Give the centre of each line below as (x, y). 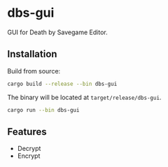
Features (27, 132)
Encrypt (29, 156)
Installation (32, 54)
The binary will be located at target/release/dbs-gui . (84, 97)
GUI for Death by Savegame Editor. (57, 32)
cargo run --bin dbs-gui (43, 110)
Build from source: (34, 71)
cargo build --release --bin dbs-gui (62, 84)
